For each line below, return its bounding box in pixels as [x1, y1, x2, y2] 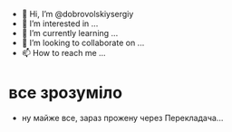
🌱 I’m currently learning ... [21, 28, 119, 38]
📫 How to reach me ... [21, 48, 106, 58]
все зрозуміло [8, 82, 123, 103]
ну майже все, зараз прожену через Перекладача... [21, 112, 224, 123]
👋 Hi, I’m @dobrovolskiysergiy [21, 9, 134, 19]
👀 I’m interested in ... [21, 18, 99, 29]
